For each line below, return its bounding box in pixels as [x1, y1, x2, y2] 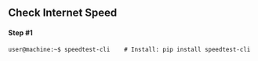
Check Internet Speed [8, 6, 118, 20]
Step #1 [8, 27, 33, 38]
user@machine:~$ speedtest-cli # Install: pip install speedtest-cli [8, 45, 251, 53]
